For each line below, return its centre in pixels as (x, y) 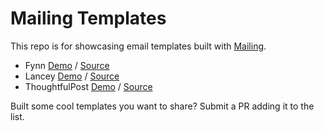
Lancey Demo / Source (72, 76)
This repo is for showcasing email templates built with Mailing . (138, 46)
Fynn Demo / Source (67, 65)
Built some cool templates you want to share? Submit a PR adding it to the (162, 106)
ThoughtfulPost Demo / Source (88, 86)
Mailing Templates (88, 18)
